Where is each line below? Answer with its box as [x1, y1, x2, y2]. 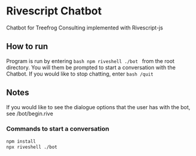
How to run [6, 41, 49, 52]
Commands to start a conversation [6, 125, 110, 133]
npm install [6, 138, 36, 145]
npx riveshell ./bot [6, 144, 58, 150]
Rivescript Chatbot [6, 4, 102, 18]
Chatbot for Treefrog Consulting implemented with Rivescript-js [6, 24, 164, 31]
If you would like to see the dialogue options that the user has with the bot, [6, 103, 191, 110]
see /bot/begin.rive [6, 110, 53, 117]
